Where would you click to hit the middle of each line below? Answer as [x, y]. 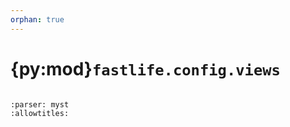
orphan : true [37, 19]
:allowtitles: [40, 113]
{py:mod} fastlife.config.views [145, 68]
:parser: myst [40, 104]
